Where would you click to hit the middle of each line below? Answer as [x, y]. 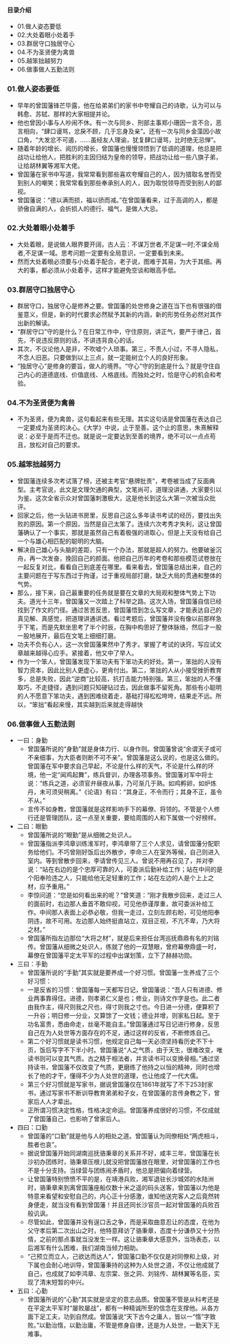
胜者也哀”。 [44, 1144]
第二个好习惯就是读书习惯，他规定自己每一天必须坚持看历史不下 [117, 1041]
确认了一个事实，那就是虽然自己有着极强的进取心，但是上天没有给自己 [122, 532]
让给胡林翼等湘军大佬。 [50, 165]
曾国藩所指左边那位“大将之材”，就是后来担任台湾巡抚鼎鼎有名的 [117, 938]
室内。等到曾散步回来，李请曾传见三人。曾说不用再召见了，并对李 [120, 860]
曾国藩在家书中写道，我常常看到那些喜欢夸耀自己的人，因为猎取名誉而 [116, 174]
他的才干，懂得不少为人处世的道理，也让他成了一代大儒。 [121, 1076]
